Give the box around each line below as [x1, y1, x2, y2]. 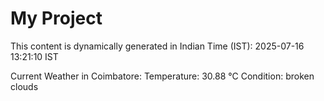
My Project [10, 7, 103, 30]
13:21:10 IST [10, 50, 59, 62]
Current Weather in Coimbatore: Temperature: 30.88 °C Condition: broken [10, 70, 315, 82]
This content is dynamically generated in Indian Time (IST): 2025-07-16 [10, 40, 305, 52]
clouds [10, 80, 39, 92]
